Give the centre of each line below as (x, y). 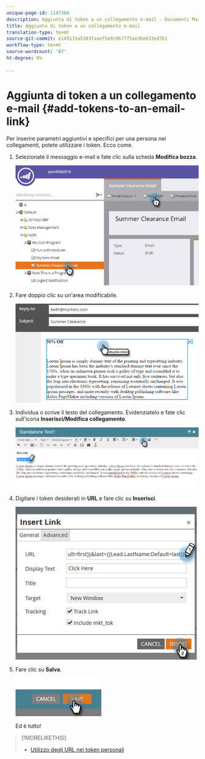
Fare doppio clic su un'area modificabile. (66, 295)
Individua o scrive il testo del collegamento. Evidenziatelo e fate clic (100, 412)
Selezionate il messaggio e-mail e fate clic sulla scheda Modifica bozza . (106, 156)
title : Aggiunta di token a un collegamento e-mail (73, 26)
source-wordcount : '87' (37, 52)
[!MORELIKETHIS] (44, 738)
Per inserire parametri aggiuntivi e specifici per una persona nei (86, 138)
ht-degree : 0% (24, 58)
